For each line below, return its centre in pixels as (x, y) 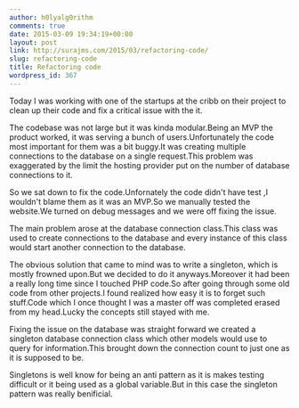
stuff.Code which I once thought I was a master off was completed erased (145, 302)
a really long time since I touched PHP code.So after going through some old (149, 283)
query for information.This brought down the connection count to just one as (149, 347)
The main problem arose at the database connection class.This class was (144, 228)
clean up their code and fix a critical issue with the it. (106, 110)
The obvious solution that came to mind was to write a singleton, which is (144, 265)
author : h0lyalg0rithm (51, 17)
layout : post (33, 42)
